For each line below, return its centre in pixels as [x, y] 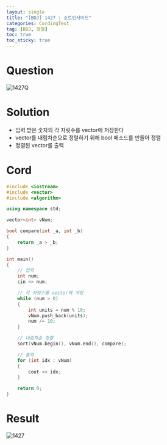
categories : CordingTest [38, 23]
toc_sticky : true [28, 40]
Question [30, 71]
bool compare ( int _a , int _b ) [45, 231]
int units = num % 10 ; [57, 310]
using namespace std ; [34, 209]
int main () [20, 259]
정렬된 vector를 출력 [39, 145]
